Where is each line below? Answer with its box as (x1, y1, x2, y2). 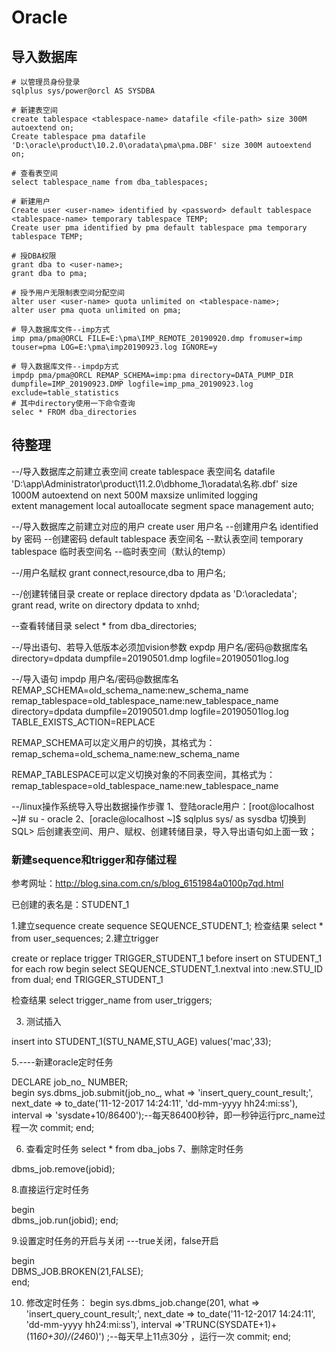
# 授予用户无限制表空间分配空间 (11, 288, 125, 298)
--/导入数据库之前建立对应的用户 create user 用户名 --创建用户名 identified (11, 520, 319, 532)
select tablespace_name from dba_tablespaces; (11, 177, 209, 187)
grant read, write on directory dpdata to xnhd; (11, 599, 200, 611)
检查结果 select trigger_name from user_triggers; (11, 994, 213, 1006)
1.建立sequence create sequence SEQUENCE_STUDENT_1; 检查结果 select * (11, 920, 324, 932)
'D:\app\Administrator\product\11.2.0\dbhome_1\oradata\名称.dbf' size (11, 477, 298, 490)
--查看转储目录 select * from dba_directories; (11, 619, 198, 631)
